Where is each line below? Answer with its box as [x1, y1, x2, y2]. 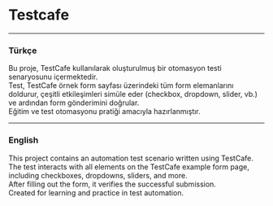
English [8, 134, 39, 146]
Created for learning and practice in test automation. [8, 187, 184, 197]
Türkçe [8, 45, 37, 56]
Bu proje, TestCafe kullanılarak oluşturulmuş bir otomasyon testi [8, 64, 222, 73]
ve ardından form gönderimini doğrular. [8, 98, 140, 107]
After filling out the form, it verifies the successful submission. [8, 179, 217, 189]
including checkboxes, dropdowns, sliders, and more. [8, 170, 188, 180]
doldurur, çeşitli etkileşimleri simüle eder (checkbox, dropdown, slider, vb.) [8, 90, 258, 99]
